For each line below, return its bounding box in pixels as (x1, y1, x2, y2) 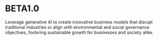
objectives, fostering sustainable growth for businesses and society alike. (5, 29, 154, 35)
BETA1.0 (5, 3, 39, 14)
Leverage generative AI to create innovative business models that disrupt (5, 19, 153, 25)
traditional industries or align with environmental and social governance (5, 24, 150, 30)
